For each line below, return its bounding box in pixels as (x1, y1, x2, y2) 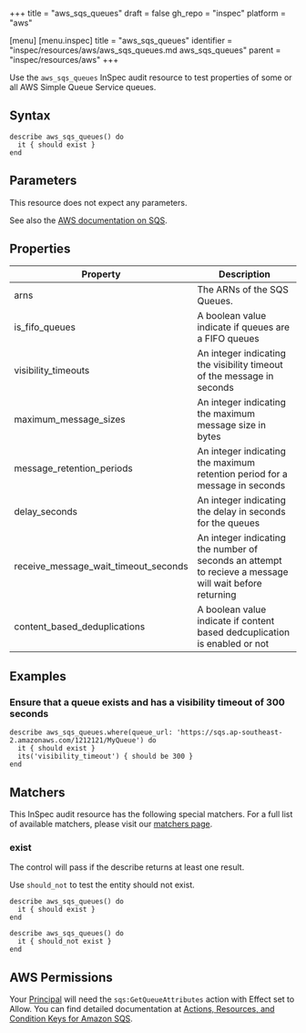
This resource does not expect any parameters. (9, 197, 188, 208)
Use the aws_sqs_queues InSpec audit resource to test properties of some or (9, 72, 293, 83)
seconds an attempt (197, 555, 282, 568)
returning (197, 588, 237, 601)
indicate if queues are (197, 321, 290, 333)
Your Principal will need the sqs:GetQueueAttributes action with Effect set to (9, 994, 295, 1005)
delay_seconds (14, 506, 77, 518)
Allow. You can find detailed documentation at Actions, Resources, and (9, 1004, 275, 1015)
